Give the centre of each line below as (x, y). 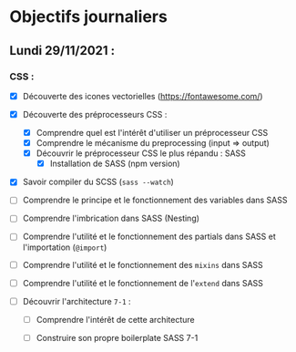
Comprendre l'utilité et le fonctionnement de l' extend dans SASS (143, 283)
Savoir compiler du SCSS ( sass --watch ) (98, 182)
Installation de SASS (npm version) (115, 164)
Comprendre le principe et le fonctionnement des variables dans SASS (155, 200)
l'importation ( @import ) (65, 247)
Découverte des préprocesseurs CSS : (95, 114)
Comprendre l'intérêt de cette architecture (115, 319)
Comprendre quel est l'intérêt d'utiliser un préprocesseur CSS (152, 133)
